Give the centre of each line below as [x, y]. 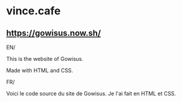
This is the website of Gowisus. [45, 59]
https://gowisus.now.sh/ [53, 33]
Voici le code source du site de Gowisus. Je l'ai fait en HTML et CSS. [91, 93]
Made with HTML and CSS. [40, 70]
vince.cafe [34, 11]
